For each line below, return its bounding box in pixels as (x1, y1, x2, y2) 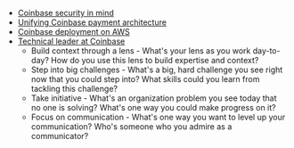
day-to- (252, 45, 281, 56)
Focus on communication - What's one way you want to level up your (30, 111, 286, 122)
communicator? (30, 131, 89, 141)
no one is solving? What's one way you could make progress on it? (30, 103, 276, 112)
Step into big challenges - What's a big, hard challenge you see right (30, 64, 283, 75)
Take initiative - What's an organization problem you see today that (30, 93, 278, 103)
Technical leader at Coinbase (17, 36, 126, 46)
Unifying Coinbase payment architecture (17, 17, 167, 28)
